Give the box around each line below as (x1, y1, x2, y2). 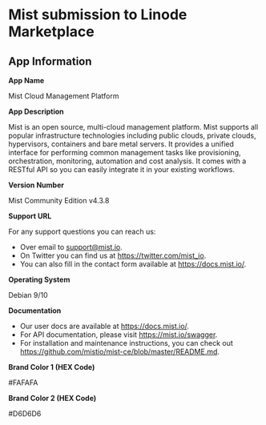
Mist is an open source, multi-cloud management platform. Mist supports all (8, 122, 259, 131)
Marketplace (8, 22, 95, 41)
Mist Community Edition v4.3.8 (8, 196, 110, 205)
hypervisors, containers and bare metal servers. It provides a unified (8, 139, 235, 149)
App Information (8, 54, 92, 68)
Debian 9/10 (8, 291, 48, 299)
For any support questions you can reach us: (8, 227, 156, 236)
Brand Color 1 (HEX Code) (8, 363, 95, 371)
